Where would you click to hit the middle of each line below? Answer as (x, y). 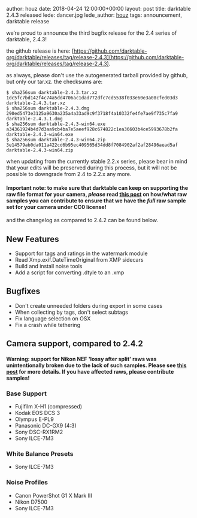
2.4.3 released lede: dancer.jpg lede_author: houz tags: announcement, (94, 15)
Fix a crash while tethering (48, 325)
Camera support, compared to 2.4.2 (75, 344)
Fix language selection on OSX (53, 318)
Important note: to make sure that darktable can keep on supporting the (97, 187)
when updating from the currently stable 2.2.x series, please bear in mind (97, 161)
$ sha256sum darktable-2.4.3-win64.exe (56, 124)
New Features (33, 239)
